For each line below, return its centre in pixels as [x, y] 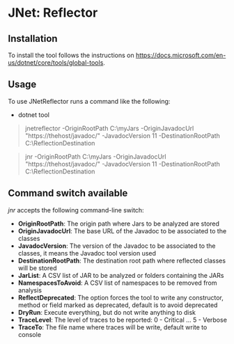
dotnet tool [33, 115]
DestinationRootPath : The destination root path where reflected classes [122, 260]
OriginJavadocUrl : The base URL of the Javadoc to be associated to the [122, 230]
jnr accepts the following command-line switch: [76, 210]
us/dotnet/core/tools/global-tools [56, 63]
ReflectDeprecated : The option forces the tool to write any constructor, [120, 297]
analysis [30, 290]
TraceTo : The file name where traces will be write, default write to [112, 327]
